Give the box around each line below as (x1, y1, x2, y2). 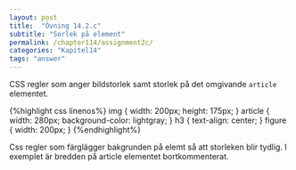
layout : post (9, 12, 58, 22)
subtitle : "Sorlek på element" (9, 29, 126, 38)
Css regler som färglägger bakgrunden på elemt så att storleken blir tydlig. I (9, 142, 287, 152)
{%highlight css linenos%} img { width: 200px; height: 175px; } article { (9, 106, 270, 116)
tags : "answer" (9, 54, 66, 63)
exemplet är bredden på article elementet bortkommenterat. (9, 151, 229, 161)
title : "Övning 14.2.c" (9, 21, 102, 30)
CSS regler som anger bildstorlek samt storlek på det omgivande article (9, 79, 277, 89)
